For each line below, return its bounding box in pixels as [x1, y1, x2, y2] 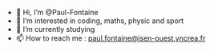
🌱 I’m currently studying [15, 25, 95, 33]
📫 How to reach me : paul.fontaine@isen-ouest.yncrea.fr [15, 33, 206, 43]
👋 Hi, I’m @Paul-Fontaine [15, 8, 99, 17]
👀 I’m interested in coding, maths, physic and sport [15, 16, 184, 25]
